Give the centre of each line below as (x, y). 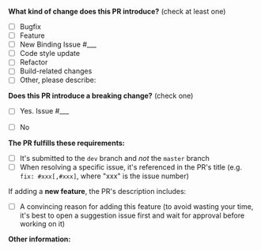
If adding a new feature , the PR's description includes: (97, 191)
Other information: (40, 239)
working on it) (42, 223)
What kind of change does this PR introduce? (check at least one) (117, 11)
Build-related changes (56, 71)
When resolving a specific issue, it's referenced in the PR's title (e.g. (131, 167)
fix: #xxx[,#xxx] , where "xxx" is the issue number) (104, 176)
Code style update (50, 54)
